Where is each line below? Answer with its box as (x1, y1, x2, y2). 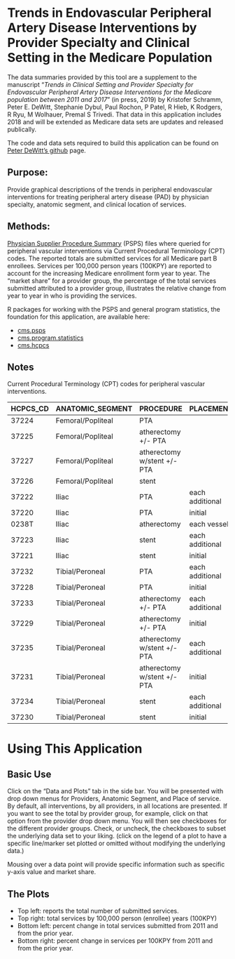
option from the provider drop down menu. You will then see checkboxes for (7, 816, 227, 826)
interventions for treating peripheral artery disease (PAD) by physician (7, 192, 209, 201)
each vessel (189, 520, 229, 529)
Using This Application (7, 741, 143, 756)
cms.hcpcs (17, 340, 50, 349)
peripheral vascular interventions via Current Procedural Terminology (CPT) (7, 246, 225, 255)
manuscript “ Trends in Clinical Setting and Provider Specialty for (7, 80, 194, 88)
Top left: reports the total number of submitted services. (17, 907, 180, 915)
